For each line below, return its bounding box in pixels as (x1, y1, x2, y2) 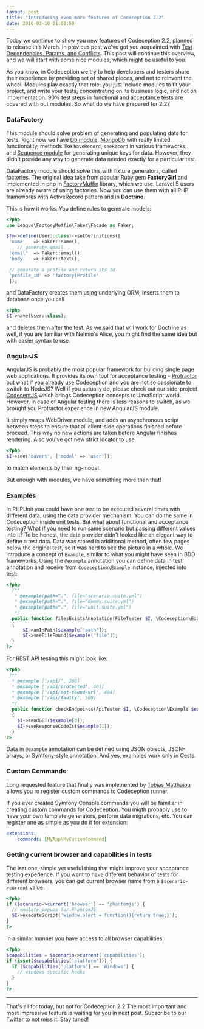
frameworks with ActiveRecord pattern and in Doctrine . (6, 193, 145, 200)
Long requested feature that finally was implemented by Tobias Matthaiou (6, 781, 191, 788)
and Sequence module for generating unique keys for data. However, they (6, 148, 191, 156)
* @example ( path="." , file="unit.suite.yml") (14, 604, 132, 610)
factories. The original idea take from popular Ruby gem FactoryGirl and (6, 173, 188, 181)
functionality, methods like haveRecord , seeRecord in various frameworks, (6, 142, 187, 150)
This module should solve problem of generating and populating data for (6, 129, 188, 137)
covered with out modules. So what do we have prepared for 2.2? (6, 100, 170, 108)
